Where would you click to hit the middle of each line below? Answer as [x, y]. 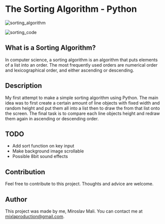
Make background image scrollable [48, 151]
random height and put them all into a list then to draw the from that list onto [82, 108]
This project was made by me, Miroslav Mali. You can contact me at [74, 211]
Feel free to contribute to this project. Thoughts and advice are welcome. [80, 184]
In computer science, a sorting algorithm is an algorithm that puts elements [82, 60]
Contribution [25, 172]
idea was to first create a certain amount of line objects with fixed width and [82, 103]
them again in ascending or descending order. [52, 118]
